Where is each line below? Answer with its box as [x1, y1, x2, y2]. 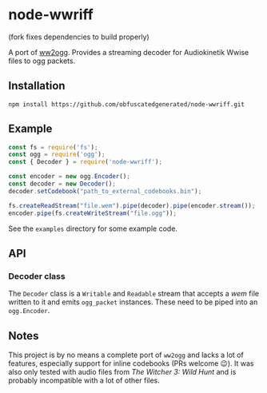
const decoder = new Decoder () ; [8, 180, 116, 189]
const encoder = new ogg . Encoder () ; [8, 173, 130, 181]
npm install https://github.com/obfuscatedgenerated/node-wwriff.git [8, 100, 245, 109]
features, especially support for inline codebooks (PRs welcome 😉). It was [8, 359, 254, 368]
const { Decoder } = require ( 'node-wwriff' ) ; [8, 158, 162, 166]
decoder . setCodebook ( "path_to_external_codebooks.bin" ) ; [8, 187, 202, 195]
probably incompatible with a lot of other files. [8, 375, 160, 385]
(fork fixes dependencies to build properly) [8, 32, 149, 42]
